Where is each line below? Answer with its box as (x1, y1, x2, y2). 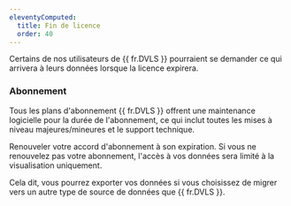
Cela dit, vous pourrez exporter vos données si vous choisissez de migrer (9, 177, 278, 187)
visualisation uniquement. (9, 160, 103, 171)
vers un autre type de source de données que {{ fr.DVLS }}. (9, 187, 226, 197)
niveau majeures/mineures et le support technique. (9, 124, 195, 134)
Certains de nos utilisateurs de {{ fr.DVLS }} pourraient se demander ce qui (9, 54, 283, 65)
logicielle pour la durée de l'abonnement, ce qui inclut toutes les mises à (9, 114, 272, 125)
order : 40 (17, 29, 53, 38)
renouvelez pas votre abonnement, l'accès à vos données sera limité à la (9, 150, 275, 161)
